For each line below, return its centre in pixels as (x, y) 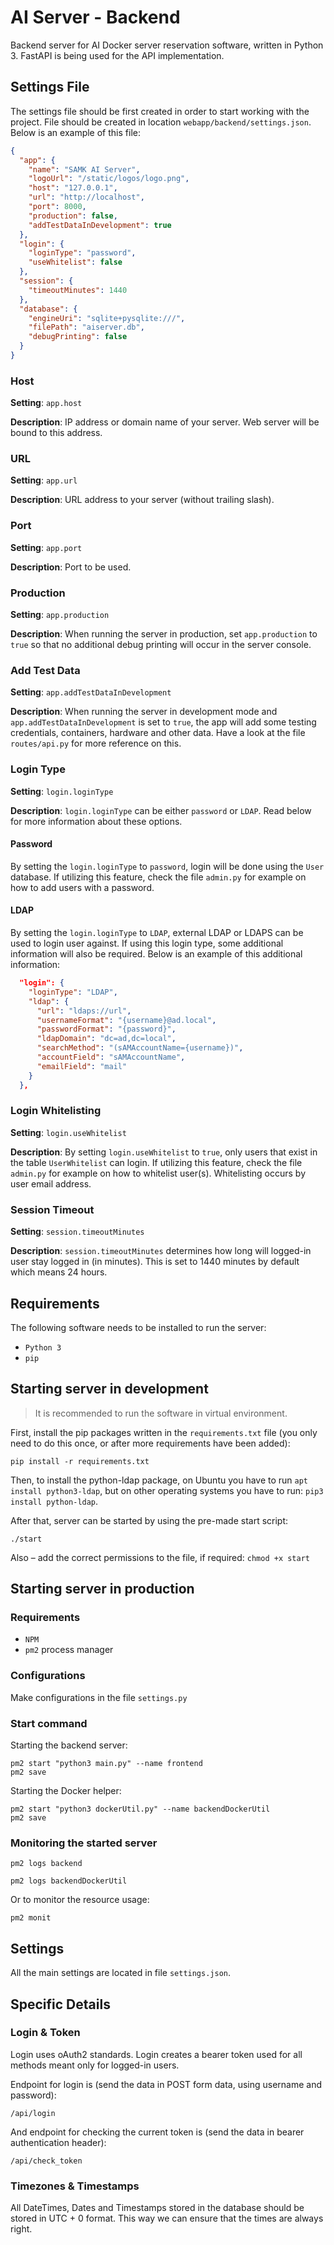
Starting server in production (102, 1589)
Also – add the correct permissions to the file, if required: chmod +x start (160, 1557)
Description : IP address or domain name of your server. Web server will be (165, 422)
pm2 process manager (69, 1650)
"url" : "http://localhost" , (86, 197)
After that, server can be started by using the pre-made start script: (149, 1520)
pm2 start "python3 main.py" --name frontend (106, 1764)
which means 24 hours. (59, 1272)
